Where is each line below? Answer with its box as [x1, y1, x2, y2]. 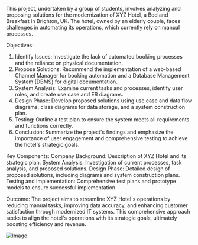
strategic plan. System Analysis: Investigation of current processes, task [6, 159, 182, 166]
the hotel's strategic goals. [14, 141, 80, 148]
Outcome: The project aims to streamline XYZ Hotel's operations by [6, 195, 171, 202]
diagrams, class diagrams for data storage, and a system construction [14, 104, 186, 110]
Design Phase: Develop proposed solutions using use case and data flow [14, 97, 193, 104]
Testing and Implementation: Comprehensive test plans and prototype [6, 178, 176, 185]
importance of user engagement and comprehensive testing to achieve [14, 135, 188, 141]
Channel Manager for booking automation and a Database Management [14, 72, 190, 79]
